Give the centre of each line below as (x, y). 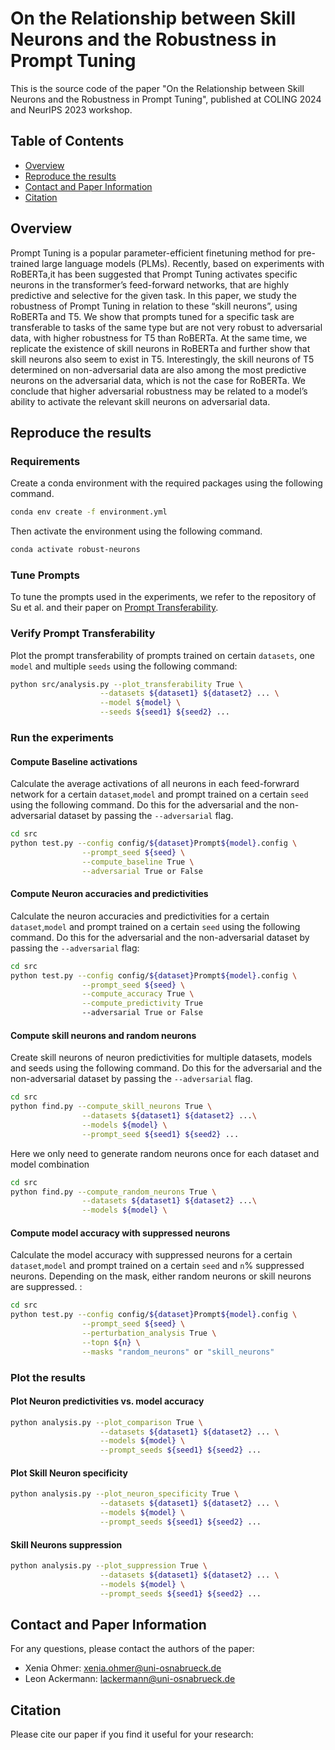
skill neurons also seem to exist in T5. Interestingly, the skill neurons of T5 (162, 359)
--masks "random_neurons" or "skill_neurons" (178, 1352)
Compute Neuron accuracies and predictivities (109, 894)
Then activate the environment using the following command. (136, 531)
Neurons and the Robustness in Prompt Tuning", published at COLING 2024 (166, 99)
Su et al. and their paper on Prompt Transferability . (114, 608)
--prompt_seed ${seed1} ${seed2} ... (160, 1134)
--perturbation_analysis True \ (149, 1333)
